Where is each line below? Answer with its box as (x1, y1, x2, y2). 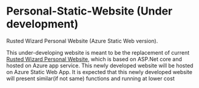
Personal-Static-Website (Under (6, 4, 173, 18)
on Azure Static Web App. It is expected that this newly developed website (6, 68, 193, 75)
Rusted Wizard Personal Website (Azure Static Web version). (6, 37, 158, 44)
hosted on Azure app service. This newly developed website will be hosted (6, 62, 194, 69)
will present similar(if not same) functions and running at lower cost (6, 75, 175, 82)
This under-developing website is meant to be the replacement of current (6, 49, 190, 56)
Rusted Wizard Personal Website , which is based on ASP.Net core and (6, 55, 182, 63)
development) (6, 17, 79, 31)
